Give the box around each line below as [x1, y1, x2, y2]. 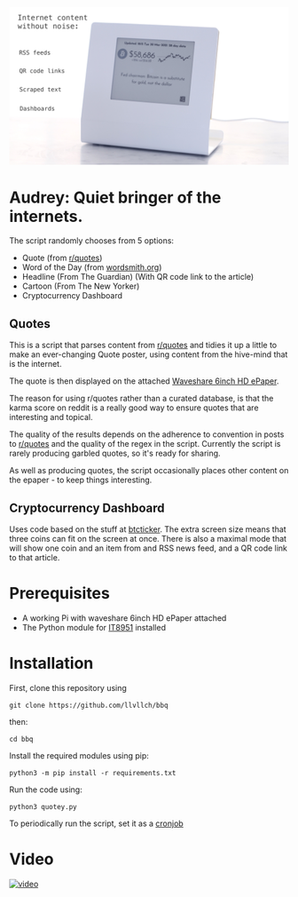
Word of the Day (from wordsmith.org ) [21, 262, 162, 273]
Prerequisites [9, 583, 111, 604]
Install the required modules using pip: [9, 750, 149, 761]
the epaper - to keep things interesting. [9, 474, 153, 486]
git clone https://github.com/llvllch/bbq [9, 701, 169, 710]
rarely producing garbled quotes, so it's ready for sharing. [9, 448, 221, 459]
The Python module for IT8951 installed [21, 623, 167, 632]
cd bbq [9, 734, 34, 743]
